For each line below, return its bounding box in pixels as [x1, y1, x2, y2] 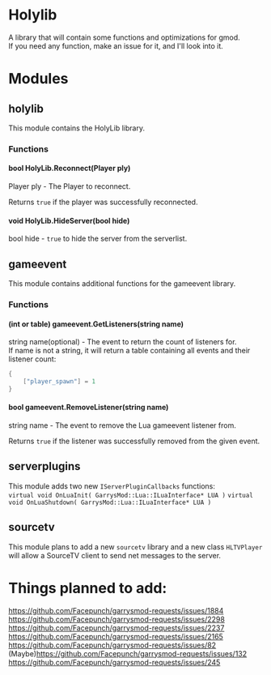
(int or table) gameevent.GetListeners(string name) [8, 318, 184, 329]
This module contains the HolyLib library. [8, 123, 146, 133]
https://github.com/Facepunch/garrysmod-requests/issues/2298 [8, 614, 225, 624]
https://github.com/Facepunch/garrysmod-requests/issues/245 [8, 657, 221, 667]
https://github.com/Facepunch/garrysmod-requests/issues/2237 [8, 622, 225, 633]
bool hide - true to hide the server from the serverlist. [8, 233, 188, 244]
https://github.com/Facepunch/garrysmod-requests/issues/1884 [8, 605, 224, 615]
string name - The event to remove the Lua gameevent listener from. [8, 421, 236, 430]
